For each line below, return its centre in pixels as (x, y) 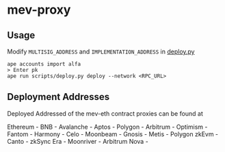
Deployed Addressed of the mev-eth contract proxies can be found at (105, 113)
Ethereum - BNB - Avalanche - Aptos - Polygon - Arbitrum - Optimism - (107, 127)
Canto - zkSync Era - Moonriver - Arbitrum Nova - (78, 141)
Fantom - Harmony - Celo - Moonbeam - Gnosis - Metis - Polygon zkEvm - (113, 134)
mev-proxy (39, 10)
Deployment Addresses (58, 97)
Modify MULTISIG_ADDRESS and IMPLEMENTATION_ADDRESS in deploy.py (101, 51)
